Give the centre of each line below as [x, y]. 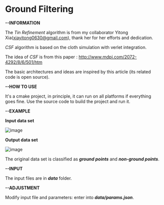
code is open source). [27, 77]
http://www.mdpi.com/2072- [108, 57]
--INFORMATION [23, 23]
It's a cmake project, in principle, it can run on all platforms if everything [78, 96]
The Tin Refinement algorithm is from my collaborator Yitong [67, 32]
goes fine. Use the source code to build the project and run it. [68, 101]
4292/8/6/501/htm [24, 62]
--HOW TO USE [21, 86]
